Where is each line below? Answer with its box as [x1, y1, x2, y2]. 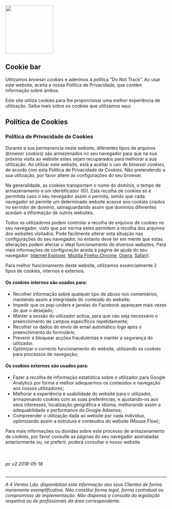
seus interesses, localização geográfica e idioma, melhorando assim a [12, 401, 161, 408]
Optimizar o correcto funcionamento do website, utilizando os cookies [12, 345, 161, 352]
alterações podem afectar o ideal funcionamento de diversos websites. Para [5, 241, 166, 248]
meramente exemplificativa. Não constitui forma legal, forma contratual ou [5, 487, 164, 493]
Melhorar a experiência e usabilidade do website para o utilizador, [12, 391, 152, 397]
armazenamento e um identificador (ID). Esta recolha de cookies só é [5, 187, 152, 194]
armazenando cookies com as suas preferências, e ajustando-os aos [12, 396, 159, 402]
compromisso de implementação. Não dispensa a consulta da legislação [5, 493, 160, 499]
